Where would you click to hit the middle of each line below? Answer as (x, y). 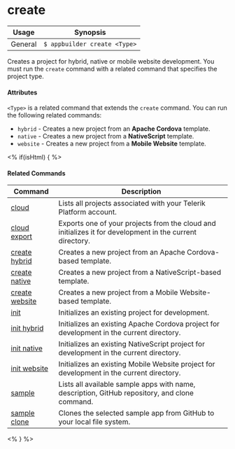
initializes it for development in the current (128, 232)
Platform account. (87, 212)
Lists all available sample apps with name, (127, 385)
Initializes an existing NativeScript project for (131, 344)
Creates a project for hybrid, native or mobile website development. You (111, 61)
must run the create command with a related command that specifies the (113, 69)
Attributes (22, 92)
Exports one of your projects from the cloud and (137, 224)
